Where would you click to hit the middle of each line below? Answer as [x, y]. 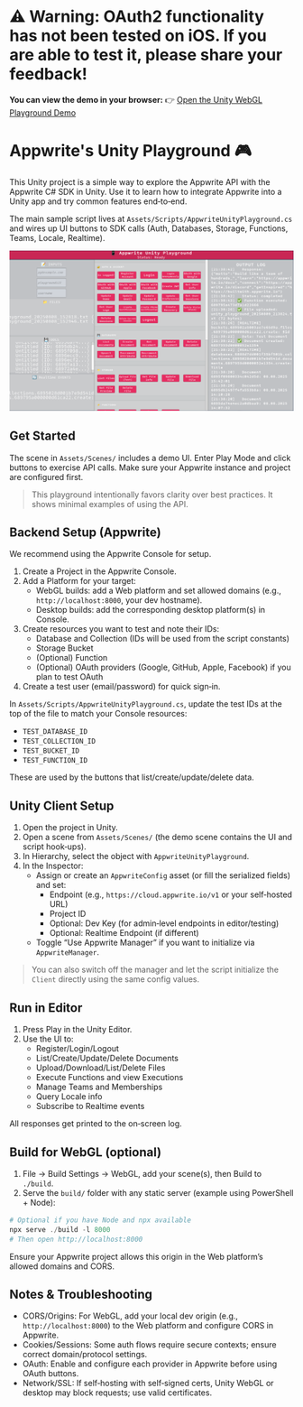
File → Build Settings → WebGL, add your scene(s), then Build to [142, 1173]
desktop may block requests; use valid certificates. [117, 1393]
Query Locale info [69, 1097]
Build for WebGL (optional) [86, 1152]
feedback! [48, 74]
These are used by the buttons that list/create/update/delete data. [132, 777]
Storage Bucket [64, 648]
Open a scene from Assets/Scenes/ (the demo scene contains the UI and [157, 838]
